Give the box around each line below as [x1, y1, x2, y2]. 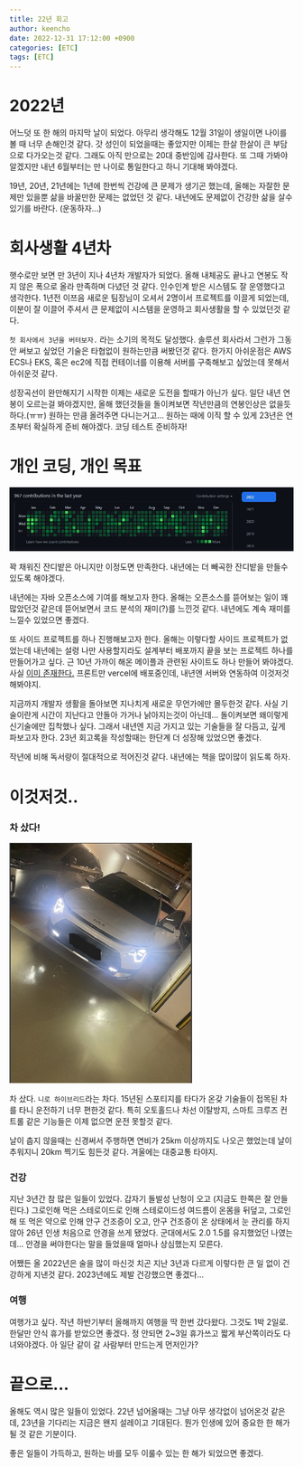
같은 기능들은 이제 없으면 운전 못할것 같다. [25, 1115, 173, 1126]
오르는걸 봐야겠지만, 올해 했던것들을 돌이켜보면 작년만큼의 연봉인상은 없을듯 [25, 399, 291, 409]
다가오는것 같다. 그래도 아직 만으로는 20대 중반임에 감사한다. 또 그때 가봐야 [25, 150, 289, 161]
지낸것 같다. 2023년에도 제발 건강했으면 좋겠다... [32, 1269, 205, 1280]
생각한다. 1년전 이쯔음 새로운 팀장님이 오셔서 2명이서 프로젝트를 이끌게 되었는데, [9, 292, 289, 303]
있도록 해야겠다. [9, 573, 66, 583]
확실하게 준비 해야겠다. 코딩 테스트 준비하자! [32, 421, 188, 431]
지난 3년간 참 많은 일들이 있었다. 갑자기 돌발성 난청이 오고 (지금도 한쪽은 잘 [9, 1194, 272, 1205]
